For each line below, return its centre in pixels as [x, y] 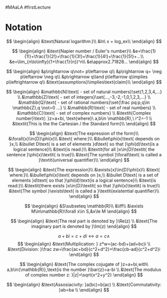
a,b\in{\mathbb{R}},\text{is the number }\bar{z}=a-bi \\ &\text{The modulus [84, 269]
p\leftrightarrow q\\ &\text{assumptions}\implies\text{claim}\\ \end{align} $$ [84, 82]
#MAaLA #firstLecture [28, 7]
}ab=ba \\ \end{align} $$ [84, 289]
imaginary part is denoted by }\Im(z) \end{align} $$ [84, 226]
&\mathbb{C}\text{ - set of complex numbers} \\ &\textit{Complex [84, 113]
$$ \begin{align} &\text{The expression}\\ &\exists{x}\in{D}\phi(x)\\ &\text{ [84, 169]
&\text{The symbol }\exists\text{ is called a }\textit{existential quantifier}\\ [84, 191]
